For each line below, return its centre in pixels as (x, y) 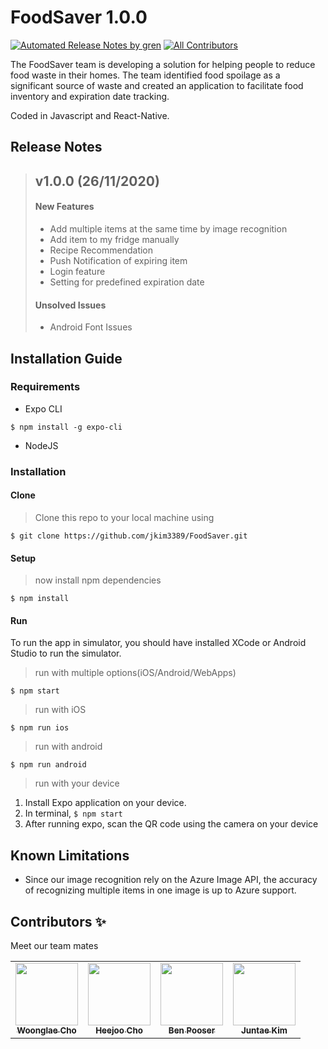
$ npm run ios (40, 728)
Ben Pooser (192, 1030)
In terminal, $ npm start (73, 813)
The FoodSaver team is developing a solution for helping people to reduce (163, 64)
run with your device (77, 783)
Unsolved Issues (70, 305)
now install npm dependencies (98, 580)
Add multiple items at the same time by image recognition (168, 228)
